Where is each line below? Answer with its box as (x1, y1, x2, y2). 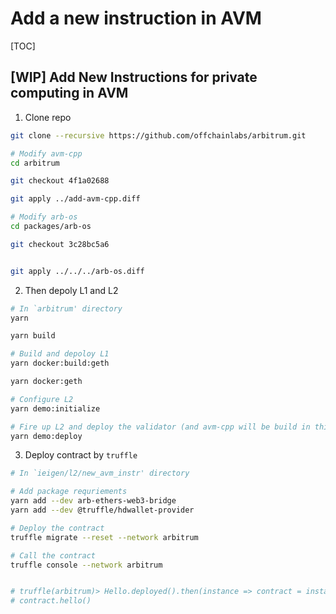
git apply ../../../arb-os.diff (10, 266, 145, 276)
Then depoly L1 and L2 (24, 284, 119, 296)
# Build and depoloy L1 (10, 349, 110, 359)
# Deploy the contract (10, 523, 105, 533)
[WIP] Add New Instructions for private (10, 69, 258, 86)
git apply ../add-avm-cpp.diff (10, 194, 141, 204)
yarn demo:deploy (10, 431, 83, 441)
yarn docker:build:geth (10, 358, 110, 369)
